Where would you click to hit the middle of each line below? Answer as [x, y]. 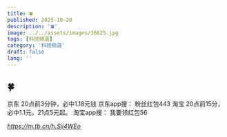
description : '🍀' [32, 26]
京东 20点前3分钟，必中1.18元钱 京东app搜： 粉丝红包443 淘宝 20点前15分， [116, 103]
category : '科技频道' [36, 45]
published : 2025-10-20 [40, 20]
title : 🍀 [20, 13]
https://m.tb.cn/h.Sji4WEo [44, 126]
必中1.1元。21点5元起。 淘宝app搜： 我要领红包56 [77, 112]
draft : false [26, 52]
